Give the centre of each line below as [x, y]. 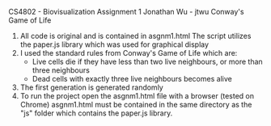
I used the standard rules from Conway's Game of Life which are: [129, 53]
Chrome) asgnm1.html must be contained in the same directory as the [136, 105]
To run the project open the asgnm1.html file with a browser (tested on [137, 96]
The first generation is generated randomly [91, 87]
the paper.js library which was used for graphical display [114, 44]
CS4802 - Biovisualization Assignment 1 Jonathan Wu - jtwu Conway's [126, 12]
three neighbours [61, 70]
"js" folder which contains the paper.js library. [96, 113]
